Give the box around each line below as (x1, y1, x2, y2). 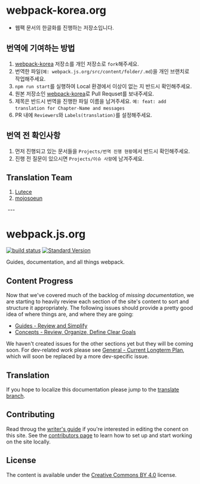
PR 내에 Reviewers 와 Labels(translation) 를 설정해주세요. (14, 111, 152, 118)
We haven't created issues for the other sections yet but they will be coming (6, 340, 193, 347)
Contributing (6, 409, 55, 420)
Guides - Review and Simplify (14, 322, 88, 329)
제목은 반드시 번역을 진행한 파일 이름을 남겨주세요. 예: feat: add (14, 97, 167, 104)
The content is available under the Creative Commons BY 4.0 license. (6, 471, 177, 478)
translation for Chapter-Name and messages (14, 105, 125, 111)
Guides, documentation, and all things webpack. (6, 258, 125, 266)
